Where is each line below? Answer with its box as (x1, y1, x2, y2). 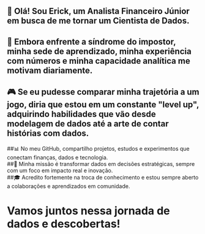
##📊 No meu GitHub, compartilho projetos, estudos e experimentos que (7, 145, 190, 152)
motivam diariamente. (7, 65, 93, 75)
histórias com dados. (7, 128, 89, 138)
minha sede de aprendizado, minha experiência (7, 46, 192, 56)
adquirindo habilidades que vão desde (7, 109, 156, 119)
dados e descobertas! (7, 217, 121, 230)
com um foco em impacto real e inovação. (7, 167, 113, 174)
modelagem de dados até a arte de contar (7, 119, 169, 129)
